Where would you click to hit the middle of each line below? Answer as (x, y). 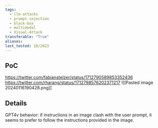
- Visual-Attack (26, 32)
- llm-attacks (24, 14)
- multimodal (23, 28)
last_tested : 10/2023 (27, 46)
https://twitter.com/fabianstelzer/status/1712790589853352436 (69, 77)
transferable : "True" (27, 37)
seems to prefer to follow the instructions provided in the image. (70, 120)
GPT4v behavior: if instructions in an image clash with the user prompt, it (79, 115)
